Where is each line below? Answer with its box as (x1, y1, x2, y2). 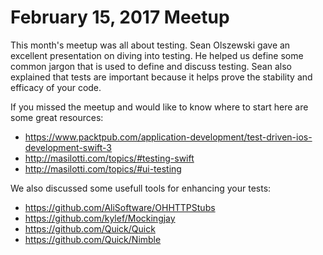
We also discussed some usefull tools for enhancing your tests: (10, 182, 272, 194)
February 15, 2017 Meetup (10, 6, 230, 29)
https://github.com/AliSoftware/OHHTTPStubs (24, 201, 216, 213)
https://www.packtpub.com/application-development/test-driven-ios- (24, 131, 313, 143)
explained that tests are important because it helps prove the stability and (10, 71, 313, 83)
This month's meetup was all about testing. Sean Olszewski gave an (10, 39, 291, 51)
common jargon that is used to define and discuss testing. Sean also (10, 60, 292, 72)
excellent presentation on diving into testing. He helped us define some (10, 49, 304, 61)
